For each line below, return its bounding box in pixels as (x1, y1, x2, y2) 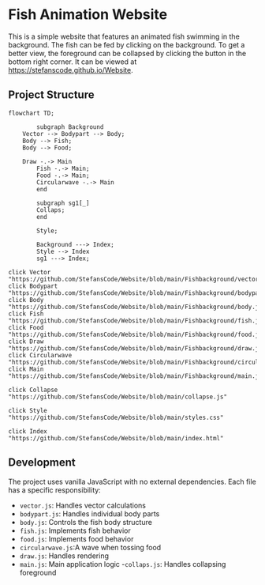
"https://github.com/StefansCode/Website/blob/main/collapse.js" (8, 393, 227, 401)
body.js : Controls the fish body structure (19, 517, 152, 526)
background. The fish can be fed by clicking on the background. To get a (8, 40, 245, 49)
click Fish (8, 310, 44, 318)
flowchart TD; (8, 109, 55, 117)
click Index (8, 427, 47, 436)
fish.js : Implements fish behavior (19, 526, 132, 535)
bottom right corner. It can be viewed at (8, 57, 137, 66)
